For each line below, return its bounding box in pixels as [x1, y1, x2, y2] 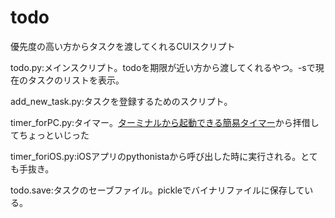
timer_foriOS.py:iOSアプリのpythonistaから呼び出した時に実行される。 [10, 150, 302, 162]
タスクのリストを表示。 [27, 74, 125, 86]
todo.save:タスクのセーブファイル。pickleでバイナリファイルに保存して [10, 184, 305, 196]
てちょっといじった [10, 129, 90, 141]
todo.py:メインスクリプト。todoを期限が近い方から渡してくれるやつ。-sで [10, 61, 316, 73]
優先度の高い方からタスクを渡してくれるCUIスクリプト [10, 40, 236, 52]
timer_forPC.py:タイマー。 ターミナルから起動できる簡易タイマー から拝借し [10, 116, 320, 128]
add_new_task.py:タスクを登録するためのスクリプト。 [10, 95, 233, 107]
